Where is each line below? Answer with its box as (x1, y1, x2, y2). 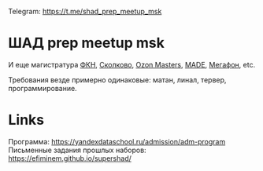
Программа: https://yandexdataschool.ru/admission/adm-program (8, 136, 226, 146)
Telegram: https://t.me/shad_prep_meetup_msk (8, 7, 162, 16)
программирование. (8, 83, 77, 93)
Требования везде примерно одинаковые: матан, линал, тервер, (8, 75, 227, 85)
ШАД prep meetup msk (8, 35, 165, 52)
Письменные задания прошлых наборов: (8, 145, 147, 155)
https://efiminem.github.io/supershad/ (8, 153, 132, 163)
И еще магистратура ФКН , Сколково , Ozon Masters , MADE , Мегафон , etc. (8, 60, 256, 69)
